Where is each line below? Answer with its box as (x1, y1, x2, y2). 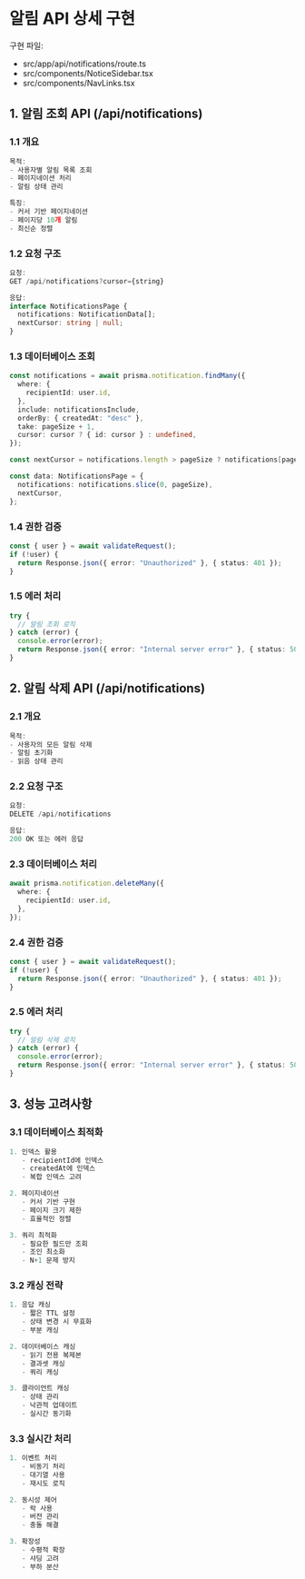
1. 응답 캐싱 (9, 1300, 52, 1309)
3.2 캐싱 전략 (9, 1279, 64, 1292)
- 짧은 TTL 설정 (21, 1309, 75, 1318)
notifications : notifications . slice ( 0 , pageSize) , (17, 480, 213, 489)
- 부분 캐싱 (21, 1326, 59, 1336)
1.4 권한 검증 (9, 520, 62, 532)
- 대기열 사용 (21, 1470, 65, 1479)
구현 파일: (9, 40, 44, 51)
